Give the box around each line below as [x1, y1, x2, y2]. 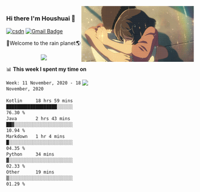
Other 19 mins [6, 169, 55, 175]
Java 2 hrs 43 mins [6, 116, 70, 122]
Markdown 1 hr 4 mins [6, 134, 65, 140]
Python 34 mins [6, 152, 55, 158]
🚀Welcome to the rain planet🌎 [6, 40, 81, 47]
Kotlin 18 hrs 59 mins [6, 98, 73, 104]
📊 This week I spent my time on [6, 65, 87, 73]
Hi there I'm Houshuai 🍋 [6, 14, 76, 23]
